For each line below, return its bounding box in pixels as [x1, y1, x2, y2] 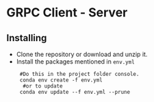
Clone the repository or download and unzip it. [16, 50, 148, 58]
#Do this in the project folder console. [19, 71, 140, 77]
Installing [6, 32, 47, 44]
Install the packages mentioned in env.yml [16, 58, 135, 66]
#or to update [23, 83, 63, 90]
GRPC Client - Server [6, 5, 128, 21]
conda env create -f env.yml [19, 77, 103, 84]
